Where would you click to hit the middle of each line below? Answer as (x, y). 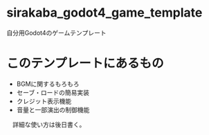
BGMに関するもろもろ (48, 84)
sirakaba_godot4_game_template (104, 13)
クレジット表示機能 (44, 101)
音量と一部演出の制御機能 (53, 109)
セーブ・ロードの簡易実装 (53, 92)
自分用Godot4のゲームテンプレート (56, 33)
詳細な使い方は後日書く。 (49, 124)
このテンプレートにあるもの (85, 63)
